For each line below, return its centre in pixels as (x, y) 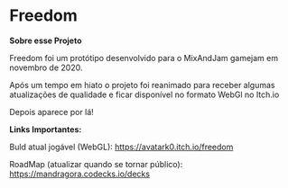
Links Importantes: (46, 129)
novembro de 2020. (46, 67)
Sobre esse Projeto (46, 40)
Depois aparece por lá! (52, 112)
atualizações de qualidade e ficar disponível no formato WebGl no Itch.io (144, 94)
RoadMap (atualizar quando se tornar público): (96, 164)
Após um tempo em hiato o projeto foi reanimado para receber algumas (142, 85)
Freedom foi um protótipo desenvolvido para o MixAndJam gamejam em (144, 58)
